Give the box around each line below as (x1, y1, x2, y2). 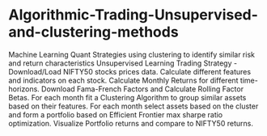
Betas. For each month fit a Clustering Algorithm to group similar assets (8, 92, 247, 102)
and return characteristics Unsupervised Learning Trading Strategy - (8, 58, 237, 68)
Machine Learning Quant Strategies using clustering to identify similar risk (8, 49, 255, 59)
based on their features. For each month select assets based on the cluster (8, 101, 259, 111)
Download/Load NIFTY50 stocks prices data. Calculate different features (8, 66, 252, 76)
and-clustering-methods (8, 23, 180, 41)
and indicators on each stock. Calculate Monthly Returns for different (8, 75, 239, 85)
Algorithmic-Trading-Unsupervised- (8, 6, 259, 24)
